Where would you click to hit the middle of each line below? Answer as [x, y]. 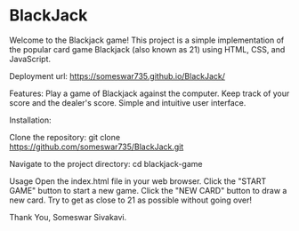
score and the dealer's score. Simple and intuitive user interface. [128, 102]
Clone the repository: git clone [65, 137]
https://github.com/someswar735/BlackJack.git [97, 147]
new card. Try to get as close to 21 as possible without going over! [130, 200]
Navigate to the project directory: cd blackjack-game [106, 163]
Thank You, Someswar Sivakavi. [68, 217]
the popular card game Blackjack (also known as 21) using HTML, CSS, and [147, 49]
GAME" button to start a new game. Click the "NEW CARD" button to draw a [148, 190]
